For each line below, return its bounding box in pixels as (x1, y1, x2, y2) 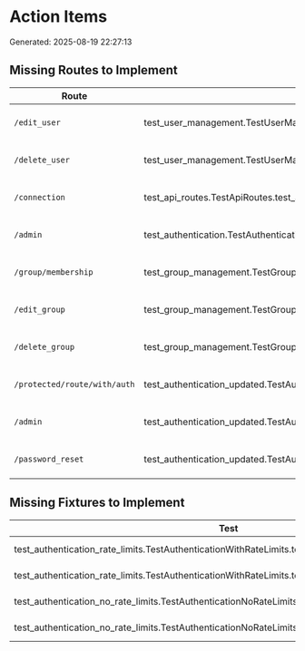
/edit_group (14, 304, 66, 315)
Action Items (9, 6, 107, 27)
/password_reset (14, 453, 84, 464)
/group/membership (14, 267, 93, 277)
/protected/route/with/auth (14, 379, 135, 389)
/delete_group (14, 342, 75, 352)
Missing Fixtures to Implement (9, 495, 185, 510)
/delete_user (14, 154, 71, 165)
